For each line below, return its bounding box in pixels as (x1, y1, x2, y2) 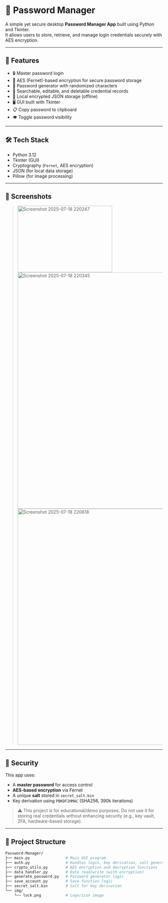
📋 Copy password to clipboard (12, 106, 77, 112)
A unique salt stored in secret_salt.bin (12, 793, 94, 799)
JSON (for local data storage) (12, 168, 73, 174)
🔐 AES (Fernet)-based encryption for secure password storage (12, 77, 142, 83)
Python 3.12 (12, 152, 36, 158)
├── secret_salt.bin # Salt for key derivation (5, 883, 122, 888)
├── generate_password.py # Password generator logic (5, 874, 124, 879)
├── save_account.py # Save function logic (5, 879, 113, 884)
